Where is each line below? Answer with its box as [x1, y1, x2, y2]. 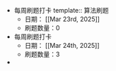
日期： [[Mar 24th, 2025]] [24, 41, 100, 49]
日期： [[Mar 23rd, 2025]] [24, 15, 100, 23]
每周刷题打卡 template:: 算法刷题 [13, 6, 110, 14]
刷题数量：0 [24, 24, 60, 32]
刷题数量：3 [24, 50, 60, 58]
